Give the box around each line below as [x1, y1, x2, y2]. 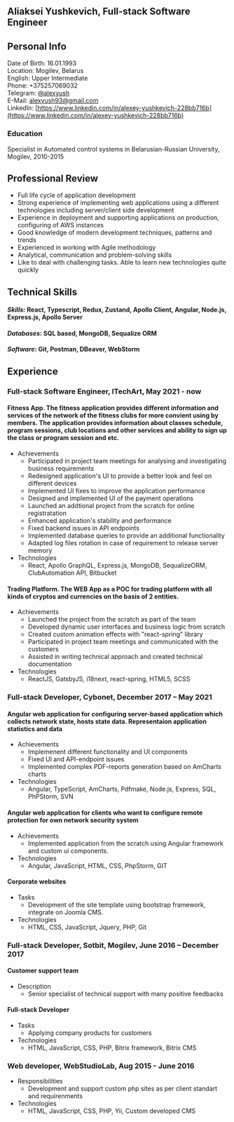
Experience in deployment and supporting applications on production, [17, 213, 219, 222]
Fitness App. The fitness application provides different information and [7, 403, 219, 413]
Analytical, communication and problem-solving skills [17, 251, 172, 259]
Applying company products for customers [27, 1029, 152, 1037]
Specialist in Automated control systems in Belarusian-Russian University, [7, 145, 220, 153]
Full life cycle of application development [17, 191, 136, 199]
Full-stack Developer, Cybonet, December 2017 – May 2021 [7, 693, 212, 702]
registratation [27, 509, 67, 517]
